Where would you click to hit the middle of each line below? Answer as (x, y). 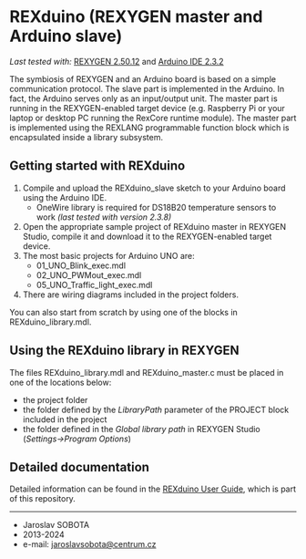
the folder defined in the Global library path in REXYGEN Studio (142, 429)
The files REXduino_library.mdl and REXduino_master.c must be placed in (147, 372)
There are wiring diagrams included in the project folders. (131, 295)
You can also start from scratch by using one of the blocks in (124, 312)
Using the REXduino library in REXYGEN (124, 351)
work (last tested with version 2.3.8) (104, 217)
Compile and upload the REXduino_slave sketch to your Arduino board (154, 188)
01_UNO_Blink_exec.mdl (81, 265)
